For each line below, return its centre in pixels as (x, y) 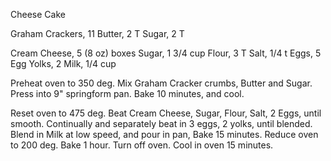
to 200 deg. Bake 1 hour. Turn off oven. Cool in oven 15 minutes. (142, 145)
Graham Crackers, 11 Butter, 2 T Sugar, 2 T (97, 33)
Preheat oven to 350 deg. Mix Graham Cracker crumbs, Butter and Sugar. (161, 83)
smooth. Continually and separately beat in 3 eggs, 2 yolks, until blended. (161, 123)
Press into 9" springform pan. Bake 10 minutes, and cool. (127, 93)
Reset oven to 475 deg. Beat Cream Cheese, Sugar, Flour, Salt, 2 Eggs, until (166, 113)
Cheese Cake (38, 14)
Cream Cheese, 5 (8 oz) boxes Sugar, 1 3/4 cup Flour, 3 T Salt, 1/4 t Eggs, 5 (166, 53)
